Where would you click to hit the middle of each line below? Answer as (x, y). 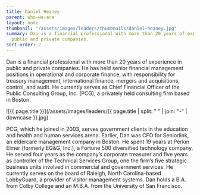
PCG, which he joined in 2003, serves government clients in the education (97, 129)
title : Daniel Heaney (33, 12)
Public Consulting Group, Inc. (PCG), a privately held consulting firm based (98, 93)
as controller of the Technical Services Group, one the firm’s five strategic (97, 161)
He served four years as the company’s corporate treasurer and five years (97, 154)
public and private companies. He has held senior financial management (95, 68)
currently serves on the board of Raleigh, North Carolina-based (84, 173)
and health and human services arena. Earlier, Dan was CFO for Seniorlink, (98, 135)
